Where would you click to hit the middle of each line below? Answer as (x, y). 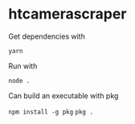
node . (19, 81)
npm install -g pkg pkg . (51, 112)
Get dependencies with (47, 36)
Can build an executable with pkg (63, 95)
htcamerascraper (67, 14)
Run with (23, 66)
